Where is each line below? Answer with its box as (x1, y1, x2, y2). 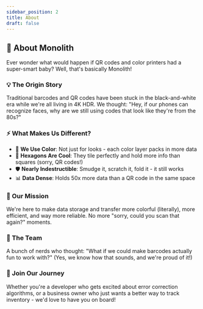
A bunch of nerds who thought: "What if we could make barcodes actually (6, 248, 193, 255)
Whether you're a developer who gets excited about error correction (6, 283, 178, 290)
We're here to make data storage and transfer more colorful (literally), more (6, 206, 195, 213)
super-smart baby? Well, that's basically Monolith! (6, 65, 132, 73)
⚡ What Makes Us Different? (6, 129, 91, 137)
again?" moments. (6, 218, 52, 226)
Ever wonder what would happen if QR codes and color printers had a (6, 59, 182, 66)
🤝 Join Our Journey (6, 269, 65, 277)
